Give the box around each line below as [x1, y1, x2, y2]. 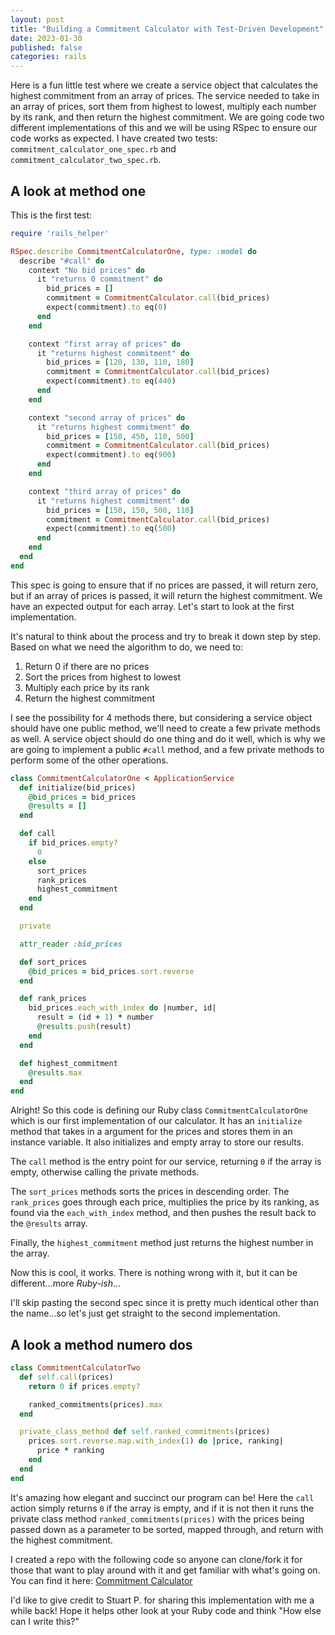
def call [19, 829, 56, 839]
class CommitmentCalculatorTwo [10, 1363, 141, 1373]
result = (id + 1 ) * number [36, 1012, 155, 1023]
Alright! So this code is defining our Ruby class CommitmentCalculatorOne [10, 1104, 308, 1116]
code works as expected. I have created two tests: [10, 132, 218, 145]
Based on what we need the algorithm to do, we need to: [10, 641, 244, 653]
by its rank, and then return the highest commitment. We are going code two [10, 111, 325, 123]
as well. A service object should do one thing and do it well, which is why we [10, 732, 326, 745]
